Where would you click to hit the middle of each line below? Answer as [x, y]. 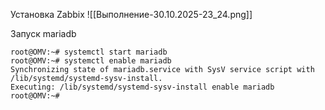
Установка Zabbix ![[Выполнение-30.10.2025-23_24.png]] [131, 14]
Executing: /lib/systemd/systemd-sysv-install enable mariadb [142, 87]
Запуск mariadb [43, 33]
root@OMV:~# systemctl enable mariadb [91, 61]
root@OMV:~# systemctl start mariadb [89, 52]
